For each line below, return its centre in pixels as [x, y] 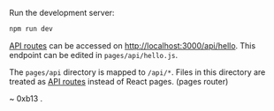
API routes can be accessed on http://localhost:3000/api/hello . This [133, 45]
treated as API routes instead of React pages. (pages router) [119, 81]
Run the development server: [62, 13]
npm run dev [31, 29]
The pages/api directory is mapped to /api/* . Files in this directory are [137, 72]
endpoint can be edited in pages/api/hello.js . [94, 55]
